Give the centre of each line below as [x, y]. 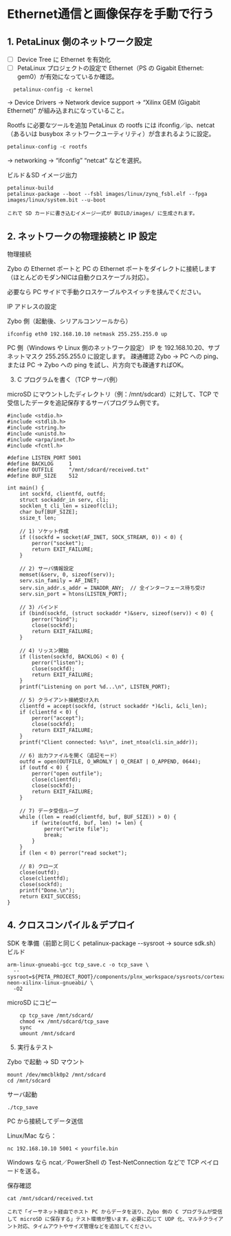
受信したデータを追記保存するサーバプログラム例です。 [85, 402]
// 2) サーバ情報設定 [47, 569]
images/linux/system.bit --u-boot [57, 200]
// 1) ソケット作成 [44, 531]
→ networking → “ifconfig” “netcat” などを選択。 [76, 161]
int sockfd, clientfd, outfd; [63, 494]
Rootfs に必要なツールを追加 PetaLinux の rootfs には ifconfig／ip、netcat [111, 125]
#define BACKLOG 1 [40, 464]
